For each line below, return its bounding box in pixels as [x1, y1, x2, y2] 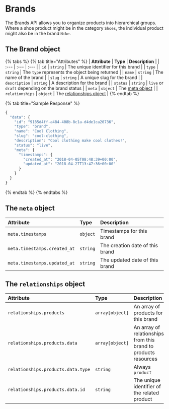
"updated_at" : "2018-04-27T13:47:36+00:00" [23, 162, 116, 167]
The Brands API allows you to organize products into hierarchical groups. [5, 20, 157, 26]
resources [133, 356, 157, 363]
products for [133, 309, 163, 316]
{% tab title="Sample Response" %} [5, 100, 80, 106]
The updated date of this [100, 256, 158, 263]
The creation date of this [100, 242, 158, 249]
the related [133, 389, 159, 396]
